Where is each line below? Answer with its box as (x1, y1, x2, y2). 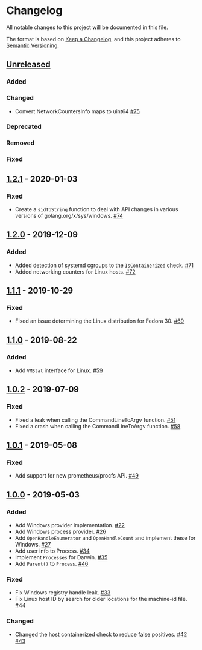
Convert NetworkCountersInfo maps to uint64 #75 (14, 107, 140, 115)
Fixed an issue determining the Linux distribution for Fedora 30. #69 (14, 317, 185, 324)
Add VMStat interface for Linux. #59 (14, 367, 103, 374)
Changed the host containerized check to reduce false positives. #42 (14, 631, 188, 638)
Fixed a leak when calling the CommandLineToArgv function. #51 (14, 416, 176, 424)
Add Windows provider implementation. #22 (14, 522, 125, 529)
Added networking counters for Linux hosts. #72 (14, 268, 136, 275)
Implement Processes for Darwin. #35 (14, 554, 108, 561)
